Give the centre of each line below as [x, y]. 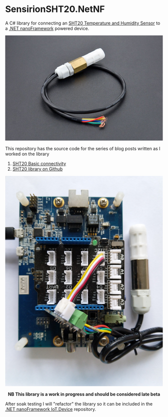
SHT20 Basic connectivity [39, 163]
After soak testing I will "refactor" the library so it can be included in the [79, 404]
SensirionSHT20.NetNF [55, 9]
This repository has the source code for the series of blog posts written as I [83, 148]
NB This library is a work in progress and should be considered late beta [84, 394]
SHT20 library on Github [37, 169]
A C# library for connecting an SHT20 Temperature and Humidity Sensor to [83, 23]
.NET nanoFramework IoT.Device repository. [51, 409]
